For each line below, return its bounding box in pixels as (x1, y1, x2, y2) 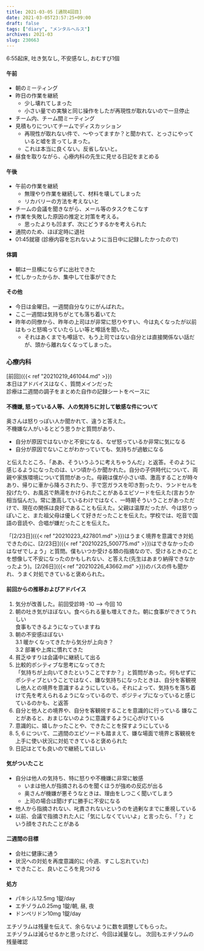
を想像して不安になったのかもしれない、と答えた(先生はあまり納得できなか (6, 555, 195, 563)
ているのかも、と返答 (15, 699, 69, 706)
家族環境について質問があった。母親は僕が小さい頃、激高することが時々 (16, 474, 199, 481)
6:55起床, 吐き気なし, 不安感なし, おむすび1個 (6, 55, 120, 61)
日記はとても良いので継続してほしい (15, 745, 106, 752)
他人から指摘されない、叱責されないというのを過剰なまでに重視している (15, 804, 197, 812)
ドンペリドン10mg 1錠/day (15, 910, 81, 918)
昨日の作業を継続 (15, 92, 58, 99)
